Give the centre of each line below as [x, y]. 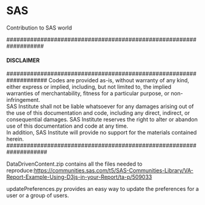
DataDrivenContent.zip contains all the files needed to [74, 164]
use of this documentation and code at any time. [67, 126]
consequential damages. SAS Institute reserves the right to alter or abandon [102, 120]
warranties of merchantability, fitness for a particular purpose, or [88, 93]
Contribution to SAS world [39, 28]
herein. [15, 139]
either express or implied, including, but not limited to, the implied [89, 87]
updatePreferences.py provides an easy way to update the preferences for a [102, 189]
